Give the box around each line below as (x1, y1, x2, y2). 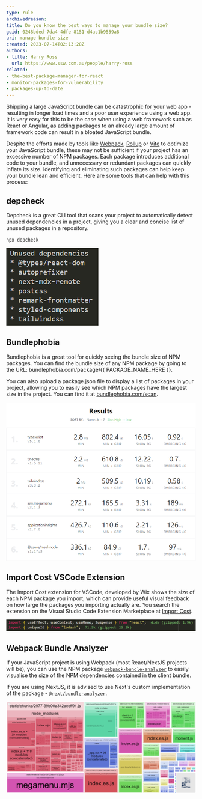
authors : (6, 48, 28, 54)
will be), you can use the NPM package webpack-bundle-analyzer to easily (6, 666, 189, 673)
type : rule (6, 10, 34, 16)
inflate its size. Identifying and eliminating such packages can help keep (6, 166, 185, 173)
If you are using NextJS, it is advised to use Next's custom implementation (6, 684, 191, 691)
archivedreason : (6, 16, 47, 22)
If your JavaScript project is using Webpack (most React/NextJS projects (6, 659, 188, 666)
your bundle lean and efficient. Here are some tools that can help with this (6, 172, 189, 180)
